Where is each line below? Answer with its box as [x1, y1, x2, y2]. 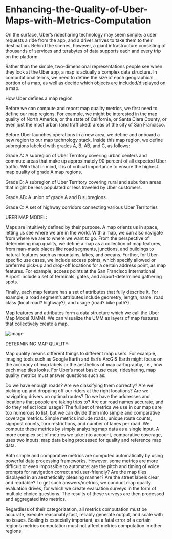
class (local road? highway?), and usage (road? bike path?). [5, 299, 131, 306]
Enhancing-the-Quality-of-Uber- [5, 4, 148, 15]
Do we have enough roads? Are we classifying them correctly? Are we [5, 382, 154, 388]
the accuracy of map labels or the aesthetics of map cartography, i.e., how [5, 361, 163, 367]
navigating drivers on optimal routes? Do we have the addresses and [5, 393, 150, 399]
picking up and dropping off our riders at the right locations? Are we [5, 387, 149, 394]
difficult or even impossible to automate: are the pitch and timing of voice [5, 463, 160, 469]
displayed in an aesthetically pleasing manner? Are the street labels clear [5, 474, 159, 480]
